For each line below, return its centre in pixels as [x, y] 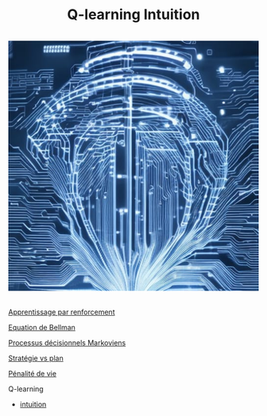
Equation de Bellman [42, 327]
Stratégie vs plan [36, 358]
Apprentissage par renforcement [62, 312]
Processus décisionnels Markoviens [67, 342]
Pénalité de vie [33, 373]
